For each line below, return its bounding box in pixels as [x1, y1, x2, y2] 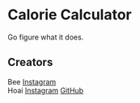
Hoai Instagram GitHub [7, 85, 84, 95]
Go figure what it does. [7, 32, 84, 42]
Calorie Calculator [7, 6, 133, 24]
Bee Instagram [7, 76, 57, 86]
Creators [7, 56, 53, 69]
